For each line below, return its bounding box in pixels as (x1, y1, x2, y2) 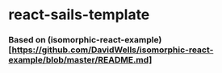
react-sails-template (8, 6, 150, 24)
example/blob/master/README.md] (8, 55, 153, 66)
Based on (8, 34, 46, 46)
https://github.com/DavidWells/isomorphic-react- (11, 44, 214, 55)
